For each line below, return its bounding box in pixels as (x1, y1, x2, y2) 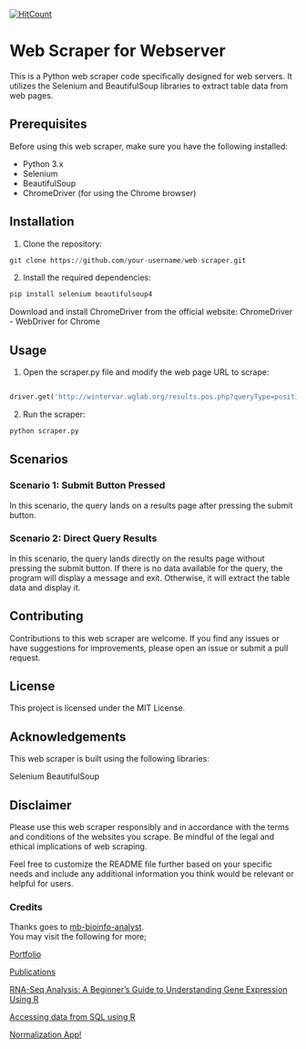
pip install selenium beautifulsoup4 (9, 290, 153, 299)
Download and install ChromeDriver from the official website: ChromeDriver (9, 306, 293, 317)
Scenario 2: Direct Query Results (9, 532, 158, 545)
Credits (9, 901, 43, 914)
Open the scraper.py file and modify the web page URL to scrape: (22, 367, 270, 378)
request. (9, 652, 41, 663)
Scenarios (9, 452, 68, 467)
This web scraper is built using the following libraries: (9, 753, 209, 764)
